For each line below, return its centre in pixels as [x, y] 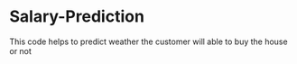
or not [20, 50]
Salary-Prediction [77, 17]
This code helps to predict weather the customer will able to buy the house [148, 41]
